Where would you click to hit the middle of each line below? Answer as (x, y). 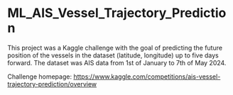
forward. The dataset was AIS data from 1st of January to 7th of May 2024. (117, 62)
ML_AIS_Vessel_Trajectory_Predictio (117, 13)
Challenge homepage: (40, 77)
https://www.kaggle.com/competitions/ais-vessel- (147, 77)
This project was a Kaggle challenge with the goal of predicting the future (115, 47)
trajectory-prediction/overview (52, 84)
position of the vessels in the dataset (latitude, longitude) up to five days (113, 55)
